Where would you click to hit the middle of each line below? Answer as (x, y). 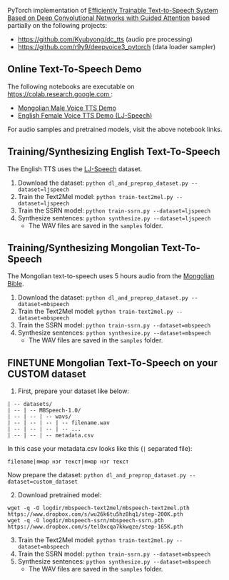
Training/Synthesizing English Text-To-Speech (114, 152)
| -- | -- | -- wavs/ (40, 417)
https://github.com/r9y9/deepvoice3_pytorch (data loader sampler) (117, 47)
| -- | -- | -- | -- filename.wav (59, 423)
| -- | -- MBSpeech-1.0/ (44, 411)
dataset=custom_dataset (43, 482)
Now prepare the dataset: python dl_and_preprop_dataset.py (97, 475)
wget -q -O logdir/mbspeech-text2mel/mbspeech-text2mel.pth (99, 508)
